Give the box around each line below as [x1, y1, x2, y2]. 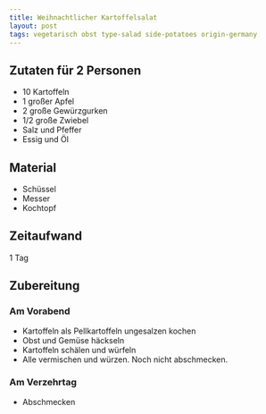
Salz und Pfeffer [21, 124, 82, 135]
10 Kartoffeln [21, 87, 70, 97]
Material [9, 160, 56, 175]
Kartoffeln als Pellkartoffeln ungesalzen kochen [21, 325, 196, 336]
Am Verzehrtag [9, 376, 78, 389]
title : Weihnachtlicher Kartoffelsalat [9, 13, 158, 22]
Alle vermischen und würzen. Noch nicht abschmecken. [21, 354, 229, 365]
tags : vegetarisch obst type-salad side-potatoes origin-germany [9, 30, 257, 38]
